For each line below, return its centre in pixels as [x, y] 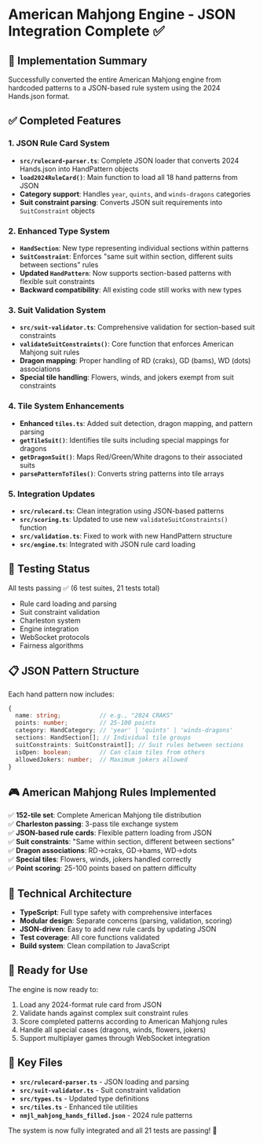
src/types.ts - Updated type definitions [84, 1098]
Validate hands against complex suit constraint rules [104, 1013]
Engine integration [49, 628]
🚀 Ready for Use [48, 970]
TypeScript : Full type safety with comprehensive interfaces [116, 912]
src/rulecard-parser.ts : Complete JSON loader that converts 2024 [129, 160]
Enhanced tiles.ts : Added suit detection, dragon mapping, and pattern [136, 423]
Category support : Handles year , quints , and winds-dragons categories [135, 193]
